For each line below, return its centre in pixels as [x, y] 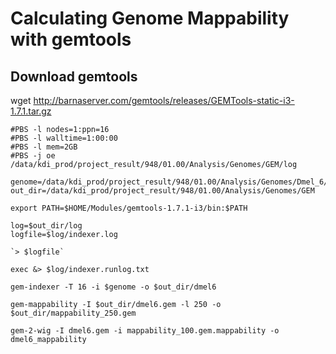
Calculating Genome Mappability [150, 18]
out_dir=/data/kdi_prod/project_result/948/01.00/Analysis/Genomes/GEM [162, 191]
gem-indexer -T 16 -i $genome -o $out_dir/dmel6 [113, 287]
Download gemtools [74, 76]
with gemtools [71, 39]
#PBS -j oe [33, 156]
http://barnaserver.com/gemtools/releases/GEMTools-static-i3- [164, 100]
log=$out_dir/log [46, 226]
